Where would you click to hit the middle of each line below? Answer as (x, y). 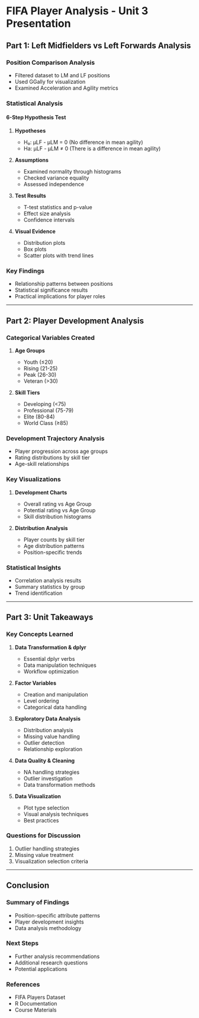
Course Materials (36, 1010)
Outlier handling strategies (47, 849)
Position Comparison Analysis (51, 62)
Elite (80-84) (39, 417)
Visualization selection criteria (52, 861)
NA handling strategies (52, 772)
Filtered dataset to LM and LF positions (62, 75)
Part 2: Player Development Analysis (75, 321)
